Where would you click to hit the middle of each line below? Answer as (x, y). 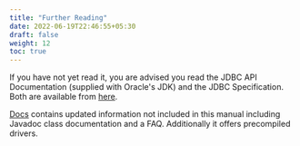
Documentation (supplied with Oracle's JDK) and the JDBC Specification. (147, 87)
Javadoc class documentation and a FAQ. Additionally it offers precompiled (150, 124)
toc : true (28, 52)
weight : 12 (30, 43)
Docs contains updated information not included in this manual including (145, 114)
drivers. (24, 133)
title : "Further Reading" (58, 18)
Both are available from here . (64, 97)
